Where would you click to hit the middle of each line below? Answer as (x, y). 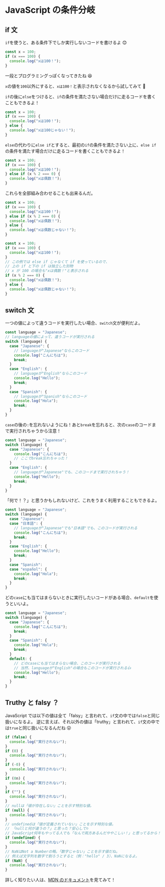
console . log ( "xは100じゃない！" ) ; (42, 130)
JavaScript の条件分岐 (50, 10)
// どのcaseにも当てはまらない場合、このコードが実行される (67, 663)
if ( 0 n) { (15, 778)
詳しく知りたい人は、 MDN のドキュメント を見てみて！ (60, 880)
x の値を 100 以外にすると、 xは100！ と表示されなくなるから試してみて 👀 (75, 86)
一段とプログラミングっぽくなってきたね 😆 (49, 76)
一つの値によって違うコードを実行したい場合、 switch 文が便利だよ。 (74, 323)
